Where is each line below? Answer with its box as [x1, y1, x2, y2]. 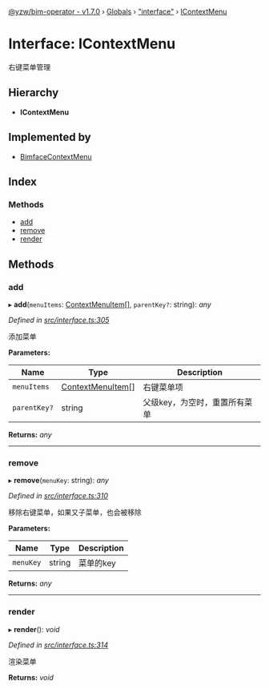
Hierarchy [8, 86, 59, 99]
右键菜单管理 [8, 62, 50, 71]
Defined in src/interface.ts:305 [8, 315, 110, 324]
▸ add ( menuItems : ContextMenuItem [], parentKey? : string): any [8, 300, 212, 309]
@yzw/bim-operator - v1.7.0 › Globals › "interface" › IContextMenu [8, 7, 227, 16]
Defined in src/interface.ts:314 [8, 640, 109, 650]
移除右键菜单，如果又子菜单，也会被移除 [8, 508, 142, 518]
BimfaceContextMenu [19, 151, 92, 161]
